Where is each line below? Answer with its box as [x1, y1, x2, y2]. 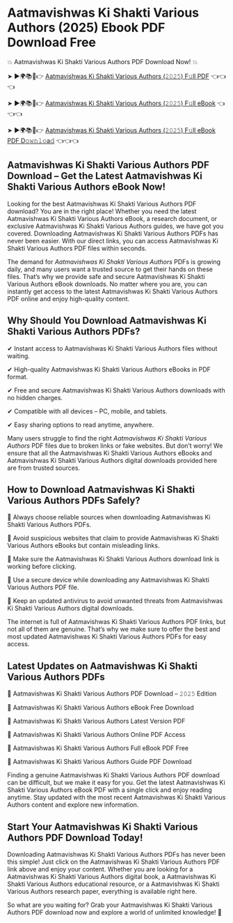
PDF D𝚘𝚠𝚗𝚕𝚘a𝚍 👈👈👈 [7, 136, 79, 144]
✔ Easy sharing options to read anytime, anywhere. [7, 420, 154, 429]
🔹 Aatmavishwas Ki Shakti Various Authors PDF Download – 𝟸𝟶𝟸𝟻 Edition [7, 689, 217, 698]
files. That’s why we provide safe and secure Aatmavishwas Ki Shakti [7, 272, 205, 280]
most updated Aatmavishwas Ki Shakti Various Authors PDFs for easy [7, 632, 207, 641]
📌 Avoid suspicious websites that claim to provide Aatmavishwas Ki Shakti [7, 534, 219, 542]
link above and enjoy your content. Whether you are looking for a [7, 865, 193, 873]
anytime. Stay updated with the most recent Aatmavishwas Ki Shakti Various [7, 793, 226, 802]
